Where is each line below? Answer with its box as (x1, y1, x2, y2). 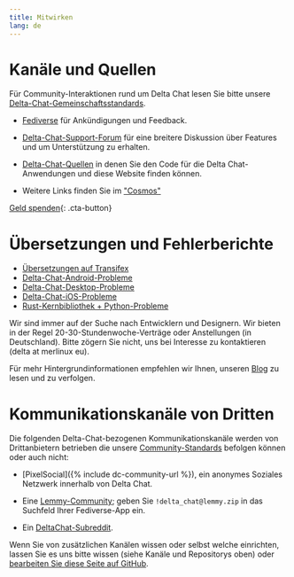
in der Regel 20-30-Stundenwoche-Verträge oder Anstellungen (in (9, 327, 252, 338)
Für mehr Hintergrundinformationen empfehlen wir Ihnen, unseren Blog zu (9, 363, 280, 374)
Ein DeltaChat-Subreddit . (21, 522, 113, 533)
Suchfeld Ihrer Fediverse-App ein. (21, 505, 146, 516)
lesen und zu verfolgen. (9, 373, 96, 384)
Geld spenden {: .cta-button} (9, 203, 112, 214)
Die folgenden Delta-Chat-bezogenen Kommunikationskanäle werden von (9, 433, 279, 444)
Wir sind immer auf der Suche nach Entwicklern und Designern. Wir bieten (9, 318, 281, 329)
